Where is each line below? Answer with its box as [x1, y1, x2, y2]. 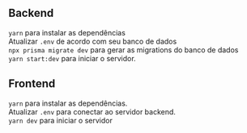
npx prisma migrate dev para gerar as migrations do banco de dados [8, 44, 239, 55]
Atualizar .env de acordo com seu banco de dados [8, 36, 177, 46]
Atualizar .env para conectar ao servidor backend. [8, 106, 177, 116]
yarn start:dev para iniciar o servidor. [8, 53, 136, 63]
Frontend [8, 77, 56, 91]
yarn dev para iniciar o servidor [8, 115, 113, 125]
